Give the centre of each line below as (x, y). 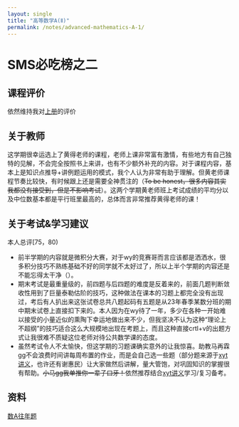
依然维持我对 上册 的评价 (42, 112)
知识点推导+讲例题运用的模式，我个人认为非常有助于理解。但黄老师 (125, 172)
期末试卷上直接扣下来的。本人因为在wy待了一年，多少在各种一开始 (122, 311)
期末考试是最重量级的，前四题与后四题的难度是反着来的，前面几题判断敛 (123, 284)
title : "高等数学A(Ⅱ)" (38, 21)
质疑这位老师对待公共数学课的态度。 (108, 337)
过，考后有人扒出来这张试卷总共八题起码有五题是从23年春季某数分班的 (121, 302)
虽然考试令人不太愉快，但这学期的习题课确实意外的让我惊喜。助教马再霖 (123, 346)
